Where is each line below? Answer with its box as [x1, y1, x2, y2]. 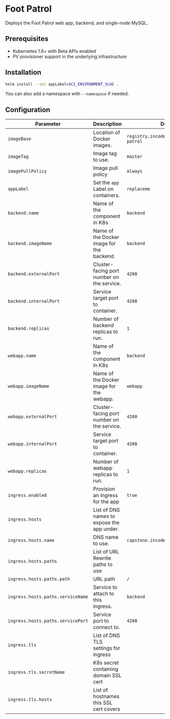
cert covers [93, 706, 120, 713]
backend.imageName [8, 241, 52, 247]
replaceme [126, 186, 150, 192]
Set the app [93, 179, 119, 186]
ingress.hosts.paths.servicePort [8, 618, 89, 624]
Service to [93, 584, 117, 591]
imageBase [8, 136, 31, 142]
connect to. [93, 624, 120, 631]
